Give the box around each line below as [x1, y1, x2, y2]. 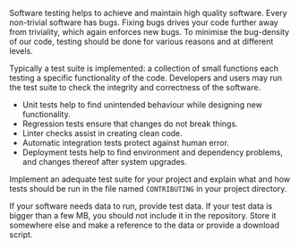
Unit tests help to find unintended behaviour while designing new [21, 99, 262, 110]
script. [9, 229, 33, 240]
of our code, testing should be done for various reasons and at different [9, 36, 274, 47]
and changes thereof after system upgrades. [21, 157, 188, 167]
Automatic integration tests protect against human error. [21, 138, 230, 148]
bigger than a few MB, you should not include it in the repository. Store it [9, 210, 277, 220]
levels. [9, 46, 33, 56]
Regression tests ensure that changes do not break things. [21, 118, 239, 129]
